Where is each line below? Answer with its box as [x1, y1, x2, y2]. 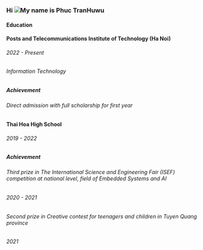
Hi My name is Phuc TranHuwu [6, 6, 105, 15]
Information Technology [6, 67, 67, 75]
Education [6, 21, 33, 29]
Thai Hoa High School [6, 120, 62, 127]
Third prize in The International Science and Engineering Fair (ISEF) [6, 169, 175, 176]
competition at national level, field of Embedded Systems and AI [6, 175, 167, 182]
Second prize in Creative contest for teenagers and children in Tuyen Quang [6, 212, 198, 220]
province [6, 219, 28, 226]
